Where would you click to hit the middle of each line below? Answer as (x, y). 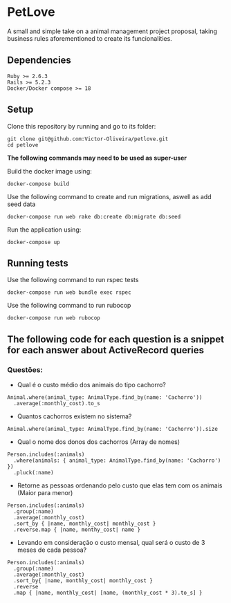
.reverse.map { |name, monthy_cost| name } (77, 530)
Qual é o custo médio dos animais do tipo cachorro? (91, 385)
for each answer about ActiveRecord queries (105, 350)
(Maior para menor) (45, 493)
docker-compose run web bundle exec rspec (69, 293)
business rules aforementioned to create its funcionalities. (90, 38)
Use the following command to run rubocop (69, 306)
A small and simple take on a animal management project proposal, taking (112, 31)
